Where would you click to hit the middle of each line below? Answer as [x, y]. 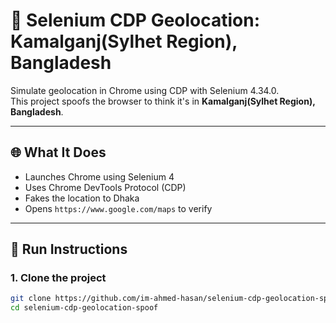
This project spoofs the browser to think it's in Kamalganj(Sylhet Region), [163, 101]
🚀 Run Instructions [69, 249]
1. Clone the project [58, 278]
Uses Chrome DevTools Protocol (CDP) [105, 187]
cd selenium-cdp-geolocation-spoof [84, 308]
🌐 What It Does [58, 152]
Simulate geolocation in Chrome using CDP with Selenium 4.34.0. [145, 90]
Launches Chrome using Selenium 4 [99, 176]
